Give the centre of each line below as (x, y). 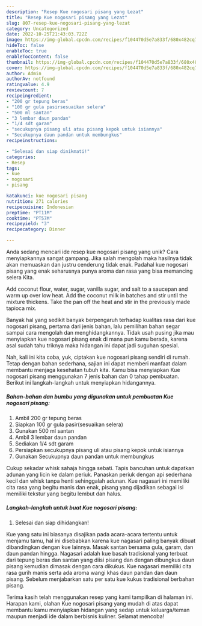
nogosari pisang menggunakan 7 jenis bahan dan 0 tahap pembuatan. (93, 376)
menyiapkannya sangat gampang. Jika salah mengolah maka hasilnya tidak (99, 258)
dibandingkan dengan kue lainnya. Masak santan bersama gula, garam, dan (100, 547)
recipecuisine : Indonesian (40, 207)
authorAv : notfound (31, 79)
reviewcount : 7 (25, 90)
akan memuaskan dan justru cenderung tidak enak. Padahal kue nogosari (97, 265)
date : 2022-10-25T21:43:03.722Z (47, 34)
